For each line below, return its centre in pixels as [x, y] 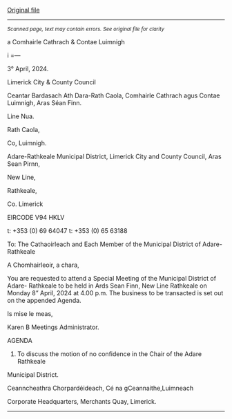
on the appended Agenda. [44, 300]
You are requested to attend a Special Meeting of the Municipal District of [112, 278]
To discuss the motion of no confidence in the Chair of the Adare [109, 354]
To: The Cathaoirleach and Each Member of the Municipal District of [104, 244]
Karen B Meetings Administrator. [53, 327]
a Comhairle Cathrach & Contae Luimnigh [66, 42]
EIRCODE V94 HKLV [36, 217]
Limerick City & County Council [52, 82]
